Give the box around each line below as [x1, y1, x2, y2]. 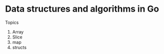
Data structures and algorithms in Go [5, 3, 159, 15]
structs [12, 44, 27, 50]
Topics [5, 19, 19, 25]
